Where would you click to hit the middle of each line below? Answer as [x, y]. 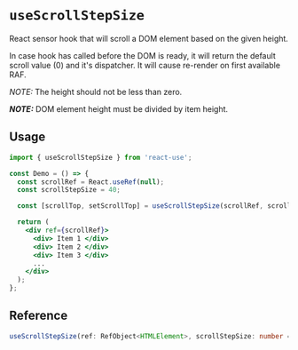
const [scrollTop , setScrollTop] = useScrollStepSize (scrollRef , [141, 206]
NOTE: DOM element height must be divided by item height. [119, 108]
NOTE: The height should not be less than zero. [96, 91]
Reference [39, 316]
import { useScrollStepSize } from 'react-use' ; [101, 157]
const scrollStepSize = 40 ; [69, 190]
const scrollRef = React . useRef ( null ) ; [91, 182]
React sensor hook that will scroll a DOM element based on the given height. [149, 38]
